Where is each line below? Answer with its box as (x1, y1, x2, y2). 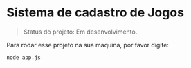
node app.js (6, 54, 41, 61)
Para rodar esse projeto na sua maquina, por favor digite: (6, 41, 169, 49)
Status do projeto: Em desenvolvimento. (23, 27, 138, 36)
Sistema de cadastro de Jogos (6, 5, 185, 21)
